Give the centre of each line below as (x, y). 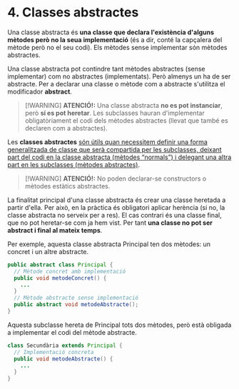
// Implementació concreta (54, 352)
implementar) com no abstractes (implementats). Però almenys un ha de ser (119, 76)
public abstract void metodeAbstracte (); (76, 305)
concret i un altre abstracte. (48, 251)
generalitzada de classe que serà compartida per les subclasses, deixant (115, 149)
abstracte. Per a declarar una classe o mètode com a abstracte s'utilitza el (116, 84)
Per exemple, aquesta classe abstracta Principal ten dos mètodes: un (109, 244)
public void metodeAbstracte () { (63, 359)
